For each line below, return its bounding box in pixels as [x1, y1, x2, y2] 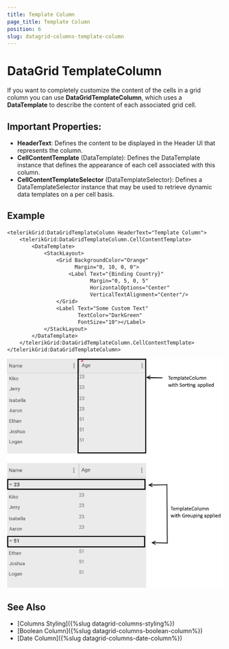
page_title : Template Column [7, 18, 91, 25]
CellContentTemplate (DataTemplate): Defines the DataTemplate [16, 153, 201, 162]
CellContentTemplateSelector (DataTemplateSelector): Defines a [16, 175, 202, 184]
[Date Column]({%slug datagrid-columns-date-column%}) [16, 634, 183, 643]
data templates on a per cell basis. [16, 190, 114, 198]
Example [7, 210, 45, 222]
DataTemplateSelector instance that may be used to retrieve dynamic [16, 183, 213, 191]
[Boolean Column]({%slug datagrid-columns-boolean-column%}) [16, 627, 203, 635]
